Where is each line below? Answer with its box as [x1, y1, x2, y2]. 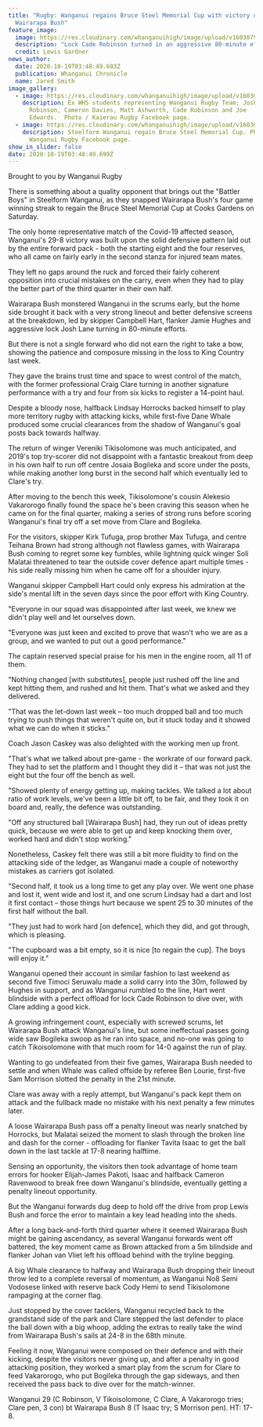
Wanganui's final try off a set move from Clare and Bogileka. [8, 517, 202, 527]
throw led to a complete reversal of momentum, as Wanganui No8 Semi [8, 1274, 238, 1283]
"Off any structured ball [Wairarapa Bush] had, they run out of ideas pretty [8, 818, 248, 827]
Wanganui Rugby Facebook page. [28, 135, 131, 144]
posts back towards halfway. [8, 429, 101, 438]
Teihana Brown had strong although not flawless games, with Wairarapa [8, 541, 240, 550]
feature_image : [8, 26, 58, 34]
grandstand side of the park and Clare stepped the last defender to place [8, 1314, 244, 1323]
